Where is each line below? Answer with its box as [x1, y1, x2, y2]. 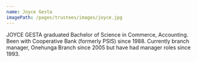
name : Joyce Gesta [6, 8, 52, 15]
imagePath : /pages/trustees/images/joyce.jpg [6, 14, 122, 20]
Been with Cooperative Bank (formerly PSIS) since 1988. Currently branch [6, 37, 190, 45]
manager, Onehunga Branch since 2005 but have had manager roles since [6, 43, 191, 51]
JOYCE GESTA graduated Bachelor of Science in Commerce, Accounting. [6, 31, 189, 38]
